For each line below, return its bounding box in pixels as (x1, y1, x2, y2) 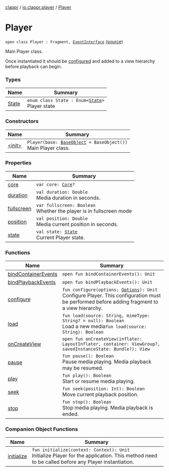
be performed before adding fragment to (62, 299, 158, 306)
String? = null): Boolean (62, 318, 124, 324)
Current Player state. (36, 234, 85, 241)
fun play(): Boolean (62, 373, 112, 379)
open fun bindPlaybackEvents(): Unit (62, 279, 152, 285)
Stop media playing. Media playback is (62, 404, 153, 411)
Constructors (5, 118, 39, 125)
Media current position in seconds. (36, 220, 118, 227)
